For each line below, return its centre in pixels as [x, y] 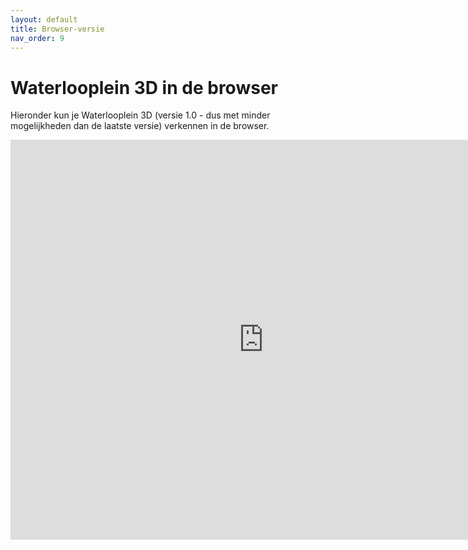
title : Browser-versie [57, 29]
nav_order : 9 [37, 38]
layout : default [44, 19]
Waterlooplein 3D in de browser [144, 87]
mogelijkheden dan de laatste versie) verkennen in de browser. [140, 126]
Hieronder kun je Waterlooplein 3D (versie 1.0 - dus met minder [140, 115]
